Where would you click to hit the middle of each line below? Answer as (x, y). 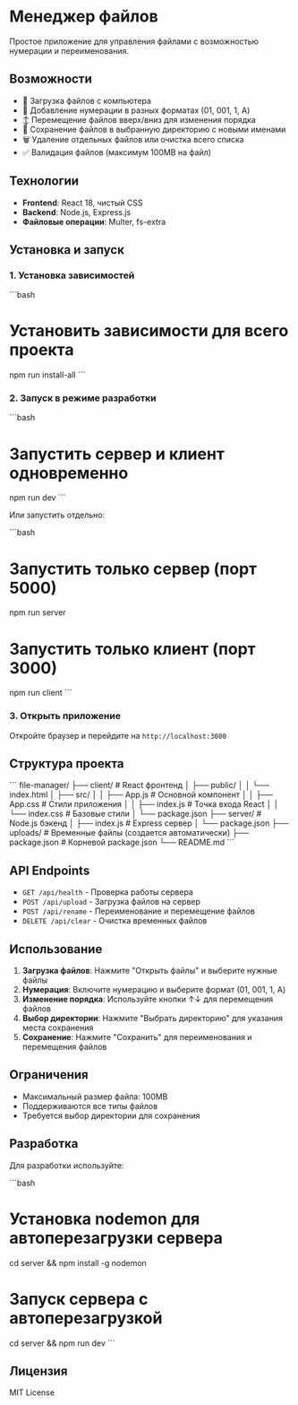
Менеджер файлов (84, 17)
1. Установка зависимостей (72, 275)
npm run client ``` (41, 693)
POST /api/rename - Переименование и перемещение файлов (139, 911)
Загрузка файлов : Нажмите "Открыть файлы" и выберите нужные (149, 971)
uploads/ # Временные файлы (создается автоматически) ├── (129, 833)
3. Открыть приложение (65, 716)
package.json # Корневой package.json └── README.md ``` (122, 842)
